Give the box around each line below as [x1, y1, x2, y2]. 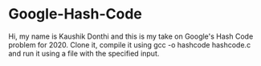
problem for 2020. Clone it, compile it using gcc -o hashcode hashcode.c [8, 39, 251, 49]
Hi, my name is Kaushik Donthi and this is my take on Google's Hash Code [8, 31, 254, 41]
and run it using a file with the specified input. [8, 48, 160, 58]
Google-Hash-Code [8, 5, 143, 23]
